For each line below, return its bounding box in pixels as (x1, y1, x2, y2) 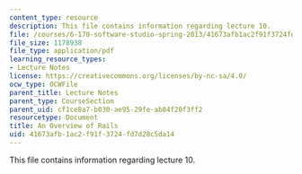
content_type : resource (9, 13, 99, 22)
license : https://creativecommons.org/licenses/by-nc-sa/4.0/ (9, 72, 247, 81)
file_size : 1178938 (9, 38, 83, 48)
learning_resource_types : (9, 55, 106, 64)
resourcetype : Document (9, 113, 99, 122)
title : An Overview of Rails (9, 122, 119, 131)
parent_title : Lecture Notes (9, 88, 119, 97)
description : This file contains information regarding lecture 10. (9, 22, 271, 30)
